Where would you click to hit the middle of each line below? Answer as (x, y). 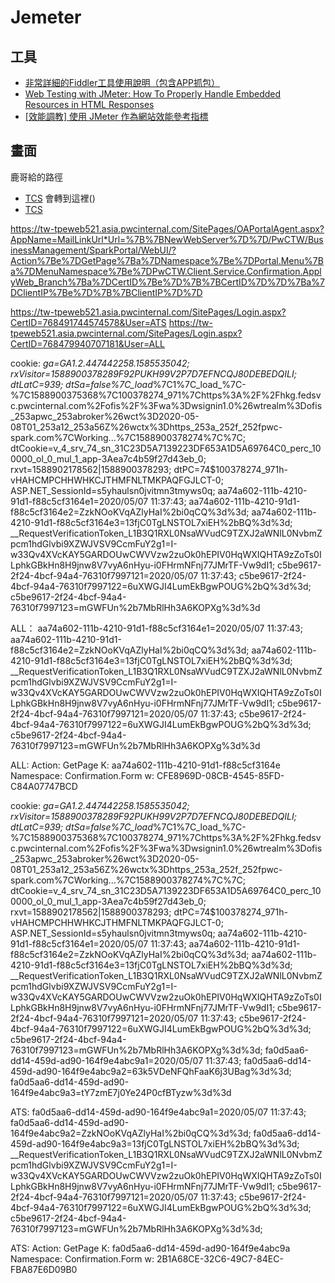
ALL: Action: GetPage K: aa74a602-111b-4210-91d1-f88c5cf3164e (145, 765)
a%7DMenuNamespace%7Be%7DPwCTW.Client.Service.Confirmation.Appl (166, 271)
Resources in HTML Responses (89, 104)
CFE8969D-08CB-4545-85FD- (220, 775)
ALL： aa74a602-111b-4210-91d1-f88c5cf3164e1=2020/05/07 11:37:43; (156, 628)
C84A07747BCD (44, 786)
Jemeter (46, 17)
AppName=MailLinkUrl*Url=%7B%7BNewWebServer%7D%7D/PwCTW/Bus (167, 239)
